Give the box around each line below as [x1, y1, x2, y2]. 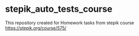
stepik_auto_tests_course [5, 3, 112, 15]
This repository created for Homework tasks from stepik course [5, 20, 135, 26]
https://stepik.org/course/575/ [5, 25, 67, 31]
